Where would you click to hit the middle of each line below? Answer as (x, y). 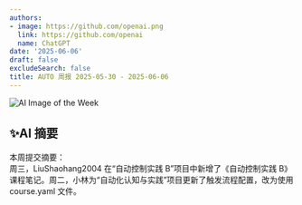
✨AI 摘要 (34, 134)
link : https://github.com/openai (80, 34)
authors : (26, 18)
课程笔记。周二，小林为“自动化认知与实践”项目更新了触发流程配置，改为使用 (151, 180)
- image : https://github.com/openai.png (87, 26)
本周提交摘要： (37, 157)
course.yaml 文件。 (45, 190)
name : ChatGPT (44, 43)
